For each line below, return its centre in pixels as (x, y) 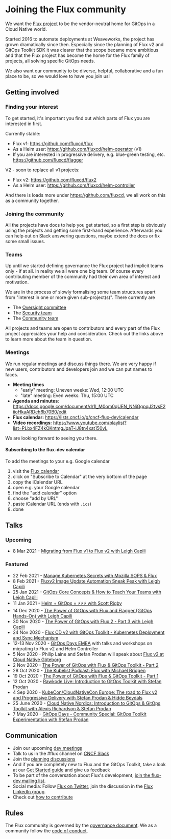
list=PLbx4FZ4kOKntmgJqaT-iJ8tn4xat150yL (60, 428)
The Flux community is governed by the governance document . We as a (81, 825)
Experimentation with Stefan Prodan (51, 720)
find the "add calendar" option (45, 493)
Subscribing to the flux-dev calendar (45, 450)
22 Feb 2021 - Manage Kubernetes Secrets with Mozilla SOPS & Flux (85, 575)
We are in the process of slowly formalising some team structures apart (80, 292)
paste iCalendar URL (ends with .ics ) (52, 504)
